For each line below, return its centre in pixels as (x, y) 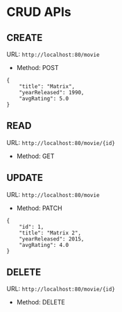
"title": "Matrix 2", (50, 233)
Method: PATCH (40, 208)
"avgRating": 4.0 (44, 245)
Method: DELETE (41, 302)
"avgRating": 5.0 (44, 98)
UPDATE (25, 178)
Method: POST (37, 68)
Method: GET (35, 156)
